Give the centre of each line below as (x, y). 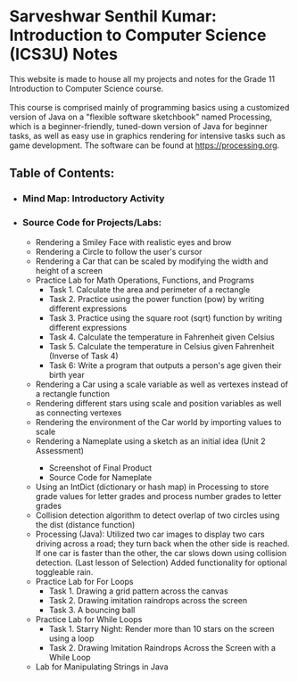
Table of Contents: (62, 173)
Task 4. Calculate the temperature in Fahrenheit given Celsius (161, 337)
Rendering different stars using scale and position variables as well (158, 403)
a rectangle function (72, 393)
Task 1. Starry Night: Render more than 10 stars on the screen (161, 628)
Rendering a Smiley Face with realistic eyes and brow (133, 242)
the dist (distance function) (85, 524)
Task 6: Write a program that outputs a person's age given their (165, 365)
